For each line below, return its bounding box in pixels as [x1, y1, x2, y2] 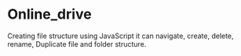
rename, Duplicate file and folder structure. [7, 39, 147, 48]
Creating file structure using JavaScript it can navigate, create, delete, [7, 31, 234, 40]
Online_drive [7, 5, 92, 23]
